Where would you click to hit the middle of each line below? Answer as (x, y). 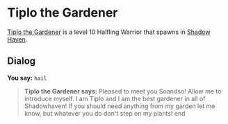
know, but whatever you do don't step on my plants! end (105, 113)
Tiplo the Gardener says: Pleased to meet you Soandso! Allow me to (123, 91)
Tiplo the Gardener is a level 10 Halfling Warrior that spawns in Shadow (109, 32)
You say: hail (27, 78)
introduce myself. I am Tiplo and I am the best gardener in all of (115, 98)
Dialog (22, 61)
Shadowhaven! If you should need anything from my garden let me (120, 106)
